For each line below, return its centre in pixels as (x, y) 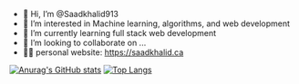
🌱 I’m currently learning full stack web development (119, 33)
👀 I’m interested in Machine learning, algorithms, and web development (156, 23)
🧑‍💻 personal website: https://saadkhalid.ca (103, 52)
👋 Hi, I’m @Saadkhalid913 (71, 14)
